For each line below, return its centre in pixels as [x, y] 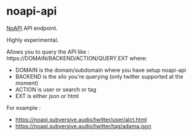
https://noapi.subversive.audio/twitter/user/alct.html [81, 120]
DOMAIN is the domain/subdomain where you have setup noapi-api [101, 70]
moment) [27, 83]
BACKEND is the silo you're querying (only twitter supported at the [99, 76]
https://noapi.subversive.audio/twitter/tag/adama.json [83, 126]
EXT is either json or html [47, 96]
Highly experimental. [33, 40]
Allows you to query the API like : [48, 52]
